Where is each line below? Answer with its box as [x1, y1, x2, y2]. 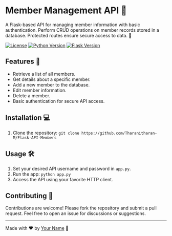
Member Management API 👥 [5, 5, 127, 16]
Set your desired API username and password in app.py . [12, 166, 132, 172]
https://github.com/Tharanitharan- [81, 131, 158, 136]
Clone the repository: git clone [12, 130, 79, 136]
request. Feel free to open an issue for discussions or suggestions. [5, 210, 146, 217]
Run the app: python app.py [12, 171, 71, 177]
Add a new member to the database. [12, 81, 90, 88]
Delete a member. [12, 92, 50, 99]
